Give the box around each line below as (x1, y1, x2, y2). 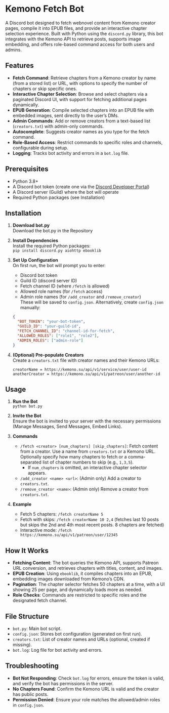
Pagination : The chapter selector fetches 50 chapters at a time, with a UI (12, 581, 165, 588)
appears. (27, 470, 47, 476)
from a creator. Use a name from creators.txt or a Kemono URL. (20, 448, 156, 454)
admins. (5, 47, 22, 53)
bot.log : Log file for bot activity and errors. (12, 647, 103, 653)
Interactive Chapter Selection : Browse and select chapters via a (12, 91, 148, 97)
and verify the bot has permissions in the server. (12, 680, 114, 686)
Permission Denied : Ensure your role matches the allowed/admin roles (12, 696, 160, 702)
